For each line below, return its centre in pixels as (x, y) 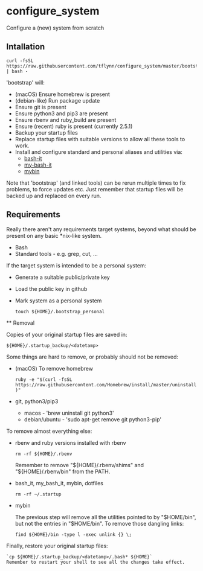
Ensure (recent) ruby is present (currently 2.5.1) (74, 126)
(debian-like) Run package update (57, 100)
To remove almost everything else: (49, 431)
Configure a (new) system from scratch (55, 28)
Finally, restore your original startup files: (57, 546)
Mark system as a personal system (58, 301)
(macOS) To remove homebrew (54, 368)
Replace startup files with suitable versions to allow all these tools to (100, 139)
